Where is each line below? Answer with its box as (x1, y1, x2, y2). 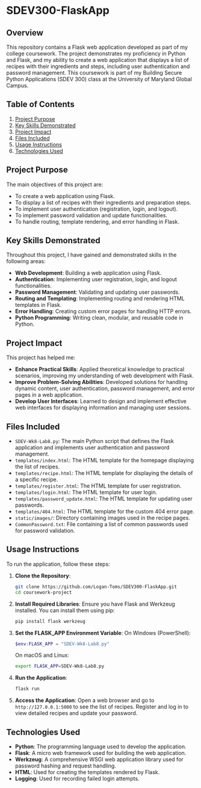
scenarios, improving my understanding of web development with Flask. (14, 372, 194, 379)
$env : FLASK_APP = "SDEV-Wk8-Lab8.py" (14, 641, 110, 647)
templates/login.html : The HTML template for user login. (14, 489, 158, 496)
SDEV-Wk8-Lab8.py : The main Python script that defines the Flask (14, 438, 175, 445)
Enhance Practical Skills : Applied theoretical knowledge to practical (14, 365, 185, 373)
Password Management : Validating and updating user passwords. (14, 288, 180, 296)
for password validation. (14, 527, 75, 535)
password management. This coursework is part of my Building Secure (6, 69, 182, 76)
